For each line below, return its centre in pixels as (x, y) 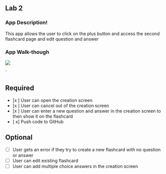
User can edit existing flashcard (45, 160)
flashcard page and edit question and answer (52, 39)
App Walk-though (27, 52)
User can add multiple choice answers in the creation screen (75, 166)
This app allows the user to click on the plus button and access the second (82, 33)
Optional (19, 138)
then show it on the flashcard (43, 116)
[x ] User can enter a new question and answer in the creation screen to (87, 111)
